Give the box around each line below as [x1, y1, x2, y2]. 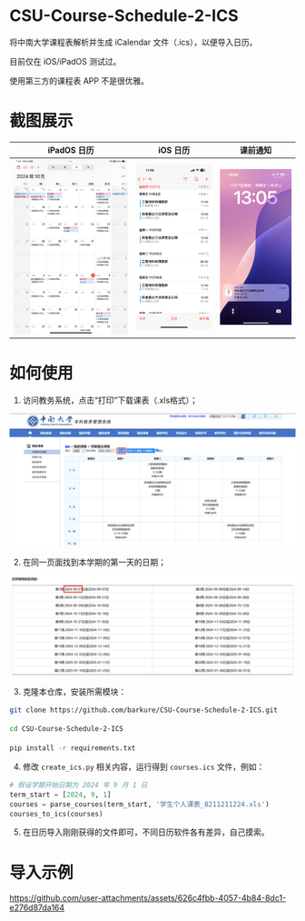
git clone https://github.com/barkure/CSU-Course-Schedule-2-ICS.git [9, 706, 279, 715]
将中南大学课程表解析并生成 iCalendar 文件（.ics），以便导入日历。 [9, 36, 258, 47]
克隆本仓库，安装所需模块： [22, 686, 127, 696]
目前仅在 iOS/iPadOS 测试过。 [9, 55, 122, 66]
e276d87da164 [9, 902, 65, 914]
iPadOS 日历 [47, 145, 94, 155]
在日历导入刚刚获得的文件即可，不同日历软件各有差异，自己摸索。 [22, 826, 270, 837]
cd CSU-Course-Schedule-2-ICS [9, 725, 124, 734]
